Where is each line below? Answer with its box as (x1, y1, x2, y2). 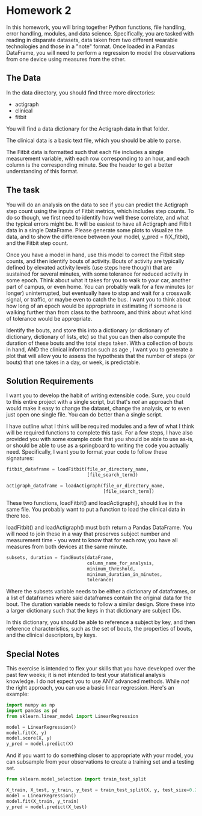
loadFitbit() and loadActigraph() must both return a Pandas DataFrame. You (6, 524, 192, 531)
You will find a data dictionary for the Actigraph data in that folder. (6, 125, 170, 132)
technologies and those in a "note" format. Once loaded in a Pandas (6, 43, 175, 50)
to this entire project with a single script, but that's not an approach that (6, 398, 184, 406)
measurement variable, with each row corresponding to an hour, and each (6, 155, 190, 162)
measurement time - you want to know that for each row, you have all (6, 536, 178, 543)
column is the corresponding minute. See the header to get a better (6, 161, 173, 168)
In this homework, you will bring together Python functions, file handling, (6, 23, 186, 31)
